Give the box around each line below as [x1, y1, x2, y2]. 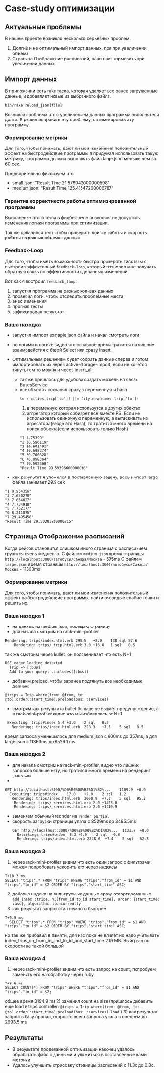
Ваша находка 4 [5, 955, 46, 962]
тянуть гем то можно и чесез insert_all [12, 367, 93, 373]
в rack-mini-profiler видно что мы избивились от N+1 [12, 711, 122, 717]
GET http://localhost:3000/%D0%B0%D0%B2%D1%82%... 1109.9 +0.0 [5, 787, 146, 792]
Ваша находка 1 [5, 613, 45, 620]
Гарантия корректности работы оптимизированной [5, 198, 136, 205]
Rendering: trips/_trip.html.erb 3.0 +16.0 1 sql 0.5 [14, 643, 135, 648]
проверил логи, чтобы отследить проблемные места [12, 293, 124, 299]
